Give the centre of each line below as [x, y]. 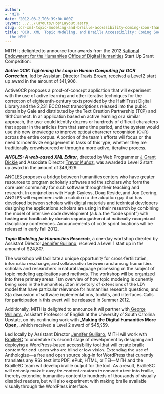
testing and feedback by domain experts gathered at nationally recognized [80, 219]
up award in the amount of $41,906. [41, 81]
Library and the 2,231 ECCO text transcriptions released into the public [76, 106]
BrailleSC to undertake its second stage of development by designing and [79, 339]
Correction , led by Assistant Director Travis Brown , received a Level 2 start [81, 76]
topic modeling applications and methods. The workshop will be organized [80, 274]
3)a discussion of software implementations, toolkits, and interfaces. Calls [79, 294]
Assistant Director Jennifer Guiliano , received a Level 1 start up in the [74, 243]
